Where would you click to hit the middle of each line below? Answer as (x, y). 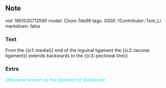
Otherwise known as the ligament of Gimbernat (55, 80)
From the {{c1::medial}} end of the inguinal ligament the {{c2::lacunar (78, 50)
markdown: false (23, 26)
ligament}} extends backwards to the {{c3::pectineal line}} (67, 56)
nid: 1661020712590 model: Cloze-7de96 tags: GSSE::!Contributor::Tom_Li (83, 20)
